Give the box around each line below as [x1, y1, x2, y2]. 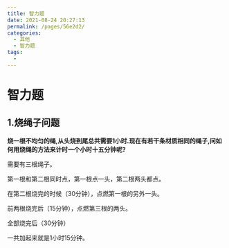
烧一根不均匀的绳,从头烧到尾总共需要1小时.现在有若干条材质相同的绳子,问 [7, 136, 217, 145]
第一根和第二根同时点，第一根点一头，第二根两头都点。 [7, 175, 165, 183]
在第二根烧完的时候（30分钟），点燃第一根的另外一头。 [7, 189, 164, 197]
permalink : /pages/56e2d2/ [7, 23, 85, 30]
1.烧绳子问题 [7, 117, 60, 129]
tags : [7, 49, 23, 56]
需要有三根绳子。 [7, 160, 56, 168]
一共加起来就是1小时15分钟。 [7, 233, 89, 242]
